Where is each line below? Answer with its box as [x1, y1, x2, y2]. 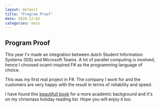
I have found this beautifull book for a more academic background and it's [5, 91, 153, 97]
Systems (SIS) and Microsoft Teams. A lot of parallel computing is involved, [5, 57, 155, 63]
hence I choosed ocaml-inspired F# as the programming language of [5, 62, 143, 68]
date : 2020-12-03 [5, 16, 40, 21]
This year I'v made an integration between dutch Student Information [5, 52, 143, 57]
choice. [5, 67, 20, 73]
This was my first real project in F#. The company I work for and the [5, 76, 141, 83]
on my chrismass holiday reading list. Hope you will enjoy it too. [5, 96, 132, 102]
